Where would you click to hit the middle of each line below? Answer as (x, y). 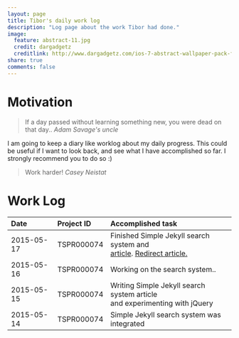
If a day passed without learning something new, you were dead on (123, 122)
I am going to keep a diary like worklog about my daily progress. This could (117, 143)
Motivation (40, 102)
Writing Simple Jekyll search (158, 285)
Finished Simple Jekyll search (160, 236)
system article (134, 294)
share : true (25, 60)
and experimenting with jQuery (161, 303)
